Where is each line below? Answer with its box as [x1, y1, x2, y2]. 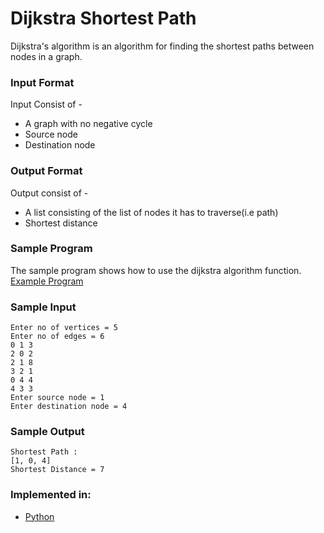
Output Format [10, 164, 83, 178]
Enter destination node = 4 [10, 402, 128, 412]
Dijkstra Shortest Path [10, 7, 197, 30]
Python [24, 510, 55, 522]
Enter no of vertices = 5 [10, 323, 118, 333]
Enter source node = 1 [10, 393, 105, 403]
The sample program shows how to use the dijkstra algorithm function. [10, 264, 302, 276]
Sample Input [10, 300, 77, 314]
